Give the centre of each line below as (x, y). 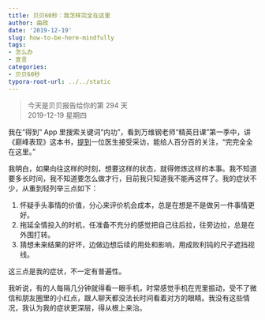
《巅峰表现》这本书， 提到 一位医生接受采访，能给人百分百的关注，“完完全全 (131, 141)
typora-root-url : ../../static (60, 81)
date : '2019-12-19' (40, 30)
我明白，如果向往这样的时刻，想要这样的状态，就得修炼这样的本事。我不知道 (132, 168)
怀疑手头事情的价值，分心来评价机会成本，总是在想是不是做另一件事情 (134, 205)
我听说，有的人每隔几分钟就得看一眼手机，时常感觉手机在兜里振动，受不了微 (132, 288)
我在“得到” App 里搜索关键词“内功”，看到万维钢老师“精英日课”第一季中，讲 (129, 132)
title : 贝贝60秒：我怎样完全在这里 (60, 15)
